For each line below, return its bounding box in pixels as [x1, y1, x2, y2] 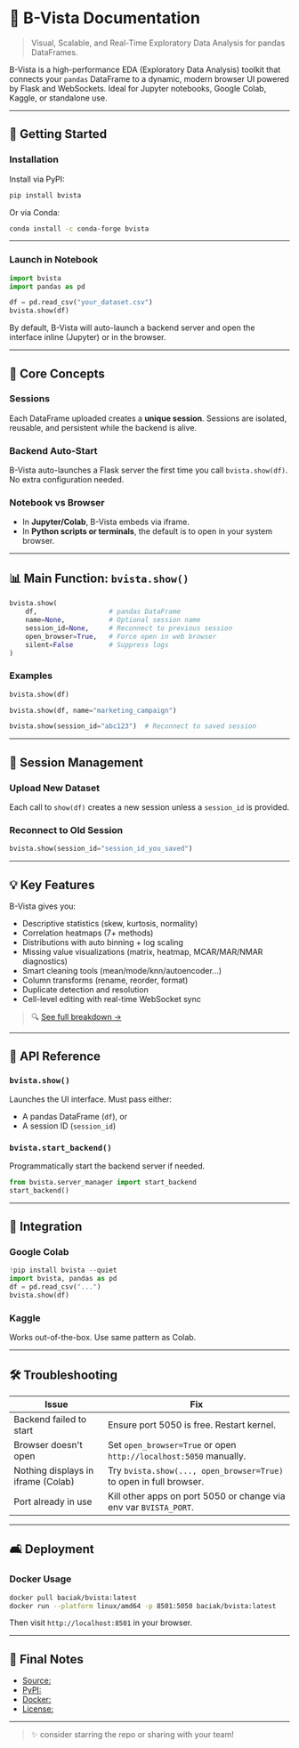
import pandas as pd [9, 282, 86, 291]
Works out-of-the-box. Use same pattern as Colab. [9, 1332, 197, 1343]
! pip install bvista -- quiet [9, 1266, 117, 1275]
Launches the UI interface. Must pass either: [9, 1094, 172, 1105]
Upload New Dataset [9, 781, 101, 794]
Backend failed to [13, 1413, 87, 1426]
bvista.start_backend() [9, 1143, 113, 1153]
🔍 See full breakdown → [30, 1011, 122, 1022]
